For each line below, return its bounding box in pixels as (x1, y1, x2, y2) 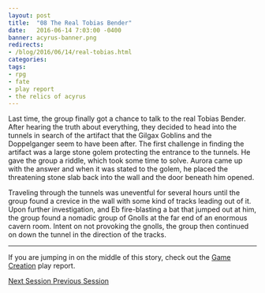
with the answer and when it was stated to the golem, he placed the (8, 164, 229, 174)
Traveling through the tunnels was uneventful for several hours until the (8, 188, 241, 197)
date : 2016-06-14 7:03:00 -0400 (8, 26, 122, 34)
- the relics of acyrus (8, 92, 87, 100)
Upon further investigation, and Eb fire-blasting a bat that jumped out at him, (8, 205, 256, 214)
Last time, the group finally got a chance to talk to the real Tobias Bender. (8, 114, 246, 123)
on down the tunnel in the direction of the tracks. (8, 230, 167, 239)
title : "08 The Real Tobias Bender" (8, 19, 132, 27)
